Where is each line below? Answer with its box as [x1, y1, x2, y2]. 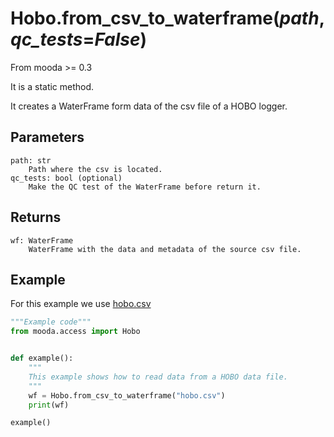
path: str [10, 155, 52, 166]
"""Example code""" [10, 317, 92, 327]
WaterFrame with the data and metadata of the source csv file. [28, 244, 302, 254]
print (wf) [28, 400, 70, 410]
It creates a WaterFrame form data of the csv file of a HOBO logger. [10, 100, 288, 112]
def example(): [10, 353, 74, 364]
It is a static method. [10, 80, 95, 92]
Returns [10, 209, 62, 226]
